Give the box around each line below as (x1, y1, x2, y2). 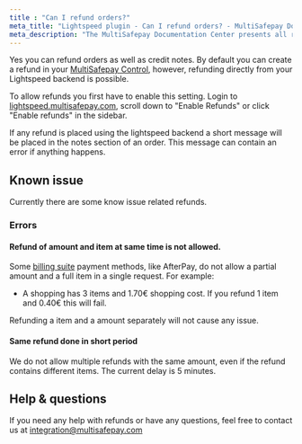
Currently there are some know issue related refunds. (9, 197, 208, 208)
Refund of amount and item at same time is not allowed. (9, 241, 222, 252)
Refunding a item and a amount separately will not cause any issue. (9, 315, 259, 326)
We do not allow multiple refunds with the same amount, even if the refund (9, 356, 286, 367)
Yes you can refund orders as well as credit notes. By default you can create (9, 55, 292, 66)
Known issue (9, 173, 84, 188)
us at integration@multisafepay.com (9, 424, 143, 436)
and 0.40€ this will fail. (22, 297, 107, 308)
